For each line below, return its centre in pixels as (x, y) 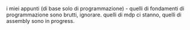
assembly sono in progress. (41, 21)
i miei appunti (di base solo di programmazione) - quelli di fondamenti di (95, 9)
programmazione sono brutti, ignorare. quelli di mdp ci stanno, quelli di (94, 15)
